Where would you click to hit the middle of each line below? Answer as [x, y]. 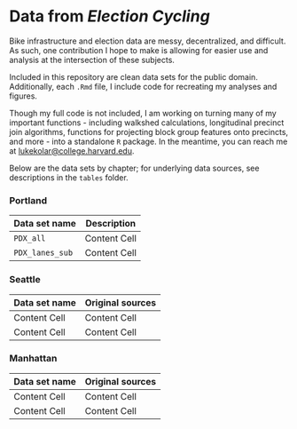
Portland [28, 200]
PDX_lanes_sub [43, 253]
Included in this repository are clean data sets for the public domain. [134, 76]
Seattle [25, 280]
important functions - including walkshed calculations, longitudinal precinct [147, 123]
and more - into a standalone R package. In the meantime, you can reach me [148, 141]
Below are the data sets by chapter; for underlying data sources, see [134, 168]
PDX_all [30, 238]
